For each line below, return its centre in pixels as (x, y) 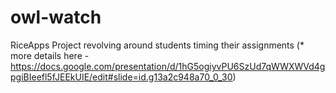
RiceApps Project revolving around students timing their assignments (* (157, 45)
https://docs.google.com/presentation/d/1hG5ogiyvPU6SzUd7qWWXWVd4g (168, 66)
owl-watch (56, 17)
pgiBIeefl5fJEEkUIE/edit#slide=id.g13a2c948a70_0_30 (121, 77)
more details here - (50, 55)
